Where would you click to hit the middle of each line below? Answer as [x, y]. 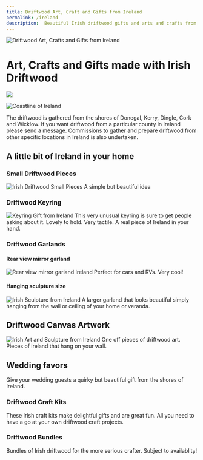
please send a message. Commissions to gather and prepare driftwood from [101, 130]
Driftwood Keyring [34, 202]
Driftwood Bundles [34, 438]
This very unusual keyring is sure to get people [133, 215]
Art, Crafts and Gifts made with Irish [98, 65]
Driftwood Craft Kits [36, 402]
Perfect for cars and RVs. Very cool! [138, 272]
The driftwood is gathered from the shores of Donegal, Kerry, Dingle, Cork [99, 118]
